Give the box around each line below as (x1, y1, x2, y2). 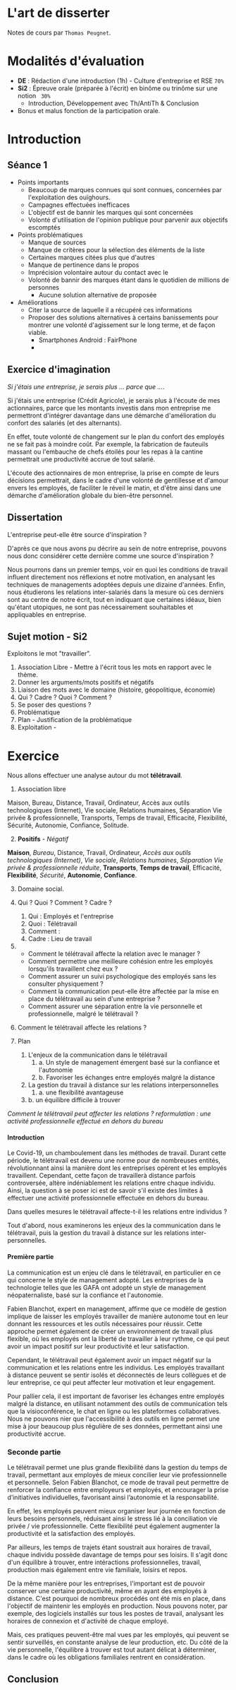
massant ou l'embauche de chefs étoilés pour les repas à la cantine (7, 447, 203, 456)
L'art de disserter (7, 5, 111, 21)
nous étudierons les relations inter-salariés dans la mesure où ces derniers (7, 588, 224, 596)
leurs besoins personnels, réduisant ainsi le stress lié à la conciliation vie (7, 1514, 218, 1523)
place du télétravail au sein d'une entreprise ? (27, 995, 161, 1003)
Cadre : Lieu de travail (27, 935, 92, 943)
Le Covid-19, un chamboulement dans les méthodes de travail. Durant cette (7, 1149, 227, 1157)
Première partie (7, 1253, 54, 1261)
